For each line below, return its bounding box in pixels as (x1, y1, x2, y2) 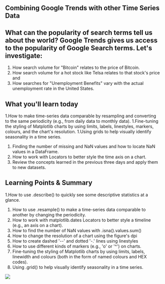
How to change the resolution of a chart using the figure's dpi (12, 233, 137, 239)
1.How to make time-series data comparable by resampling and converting (5, 113, 157, 119)
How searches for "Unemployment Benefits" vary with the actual (12, 80, 144, 86)
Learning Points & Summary (5, 178, 93, 187)
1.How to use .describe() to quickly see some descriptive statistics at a (5, 192, 148, 198)
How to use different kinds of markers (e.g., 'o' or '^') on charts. (12, 243, 142, 249)
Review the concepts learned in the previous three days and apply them (12, 159, 159, 165)
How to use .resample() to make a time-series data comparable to (12, 207, 146, 213)
